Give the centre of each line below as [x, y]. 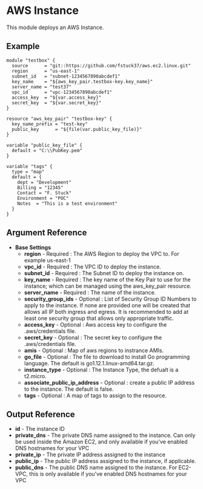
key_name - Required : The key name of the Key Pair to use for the [107, 279]
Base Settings [33, 247]
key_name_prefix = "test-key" [50, 124]
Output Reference [41, 414]
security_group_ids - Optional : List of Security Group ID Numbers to [110, 299]
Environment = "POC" [43, 198]
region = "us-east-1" [46, 71]
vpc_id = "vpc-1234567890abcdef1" [62, 92]
